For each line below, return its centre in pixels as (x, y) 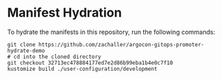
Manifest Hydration (65, 13)
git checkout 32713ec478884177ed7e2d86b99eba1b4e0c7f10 (90, 63)
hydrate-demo (26, 51)
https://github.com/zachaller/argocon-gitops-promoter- (121, 44)
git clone (22, 44)
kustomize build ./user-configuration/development (82, 69)
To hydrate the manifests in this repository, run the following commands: (111, 32)
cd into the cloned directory (57, 57)
